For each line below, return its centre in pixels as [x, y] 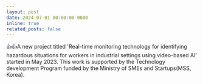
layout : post [23, 12]
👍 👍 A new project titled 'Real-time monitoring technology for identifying [97, 47]
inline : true [23, 23]
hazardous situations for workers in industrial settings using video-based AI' [102, 55]
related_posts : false [34, 29]
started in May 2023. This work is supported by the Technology [86, 62]
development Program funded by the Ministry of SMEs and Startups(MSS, [99, 68]
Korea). [15, 75]
